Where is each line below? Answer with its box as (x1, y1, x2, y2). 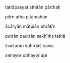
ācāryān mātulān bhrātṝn (5, 23, 56, 29)
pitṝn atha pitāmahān (5, 14, 48, 19)
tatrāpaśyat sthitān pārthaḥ (5, 4, 61, 10)
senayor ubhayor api (5, 52, 47, 58)
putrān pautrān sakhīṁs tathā (5, 33, 66, 39)
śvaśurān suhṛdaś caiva (5, 43, 54, 49)
